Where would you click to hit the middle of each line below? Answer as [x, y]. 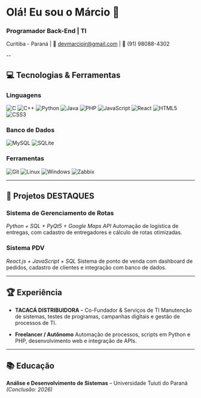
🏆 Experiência [34, 293]
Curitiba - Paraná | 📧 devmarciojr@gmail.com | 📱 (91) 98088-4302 [88, 44]
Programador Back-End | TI [46, 31]
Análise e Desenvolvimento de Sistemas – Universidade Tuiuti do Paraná [97, 383]
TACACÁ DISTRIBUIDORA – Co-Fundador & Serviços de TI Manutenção [103, 310]
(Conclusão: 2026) [29, 390]
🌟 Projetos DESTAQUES [50, 196]
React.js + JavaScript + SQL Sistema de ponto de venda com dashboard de [100, 261]
